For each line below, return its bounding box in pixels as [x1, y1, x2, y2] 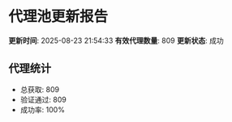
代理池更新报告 [8, 7, 109, 26]
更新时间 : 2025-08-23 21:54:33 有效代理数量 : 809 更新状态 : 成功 [8, 36, 225, 45]
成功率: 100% [19, 104, 65, 114]
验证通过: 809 [19, 95, 67, 104]
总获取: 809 [19, 84, 59, 94]
